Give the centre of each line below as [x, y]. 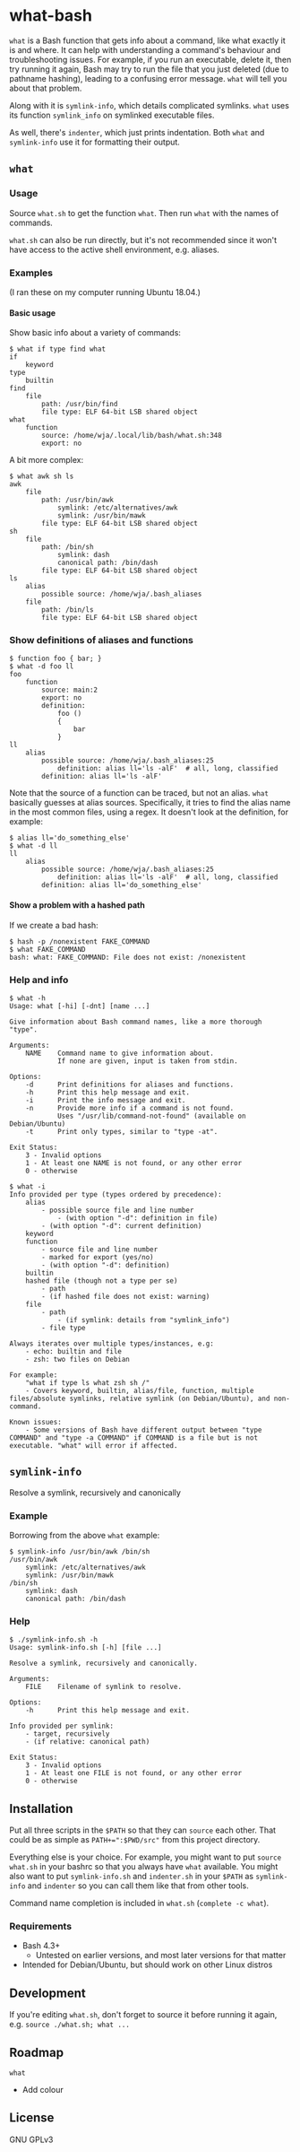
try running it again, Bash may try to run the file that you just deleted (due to [149, 69]
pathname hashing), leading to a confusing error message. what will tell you [148, 78]
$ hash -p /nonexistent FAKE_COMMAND [80, 941]
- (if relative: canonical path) [88, 1742]
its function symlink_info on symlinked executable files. [112, 115]
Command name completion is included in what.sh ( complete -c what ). [139, 1904]
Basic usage [33, 313]
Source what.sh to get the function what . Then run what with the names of [144, 213]
